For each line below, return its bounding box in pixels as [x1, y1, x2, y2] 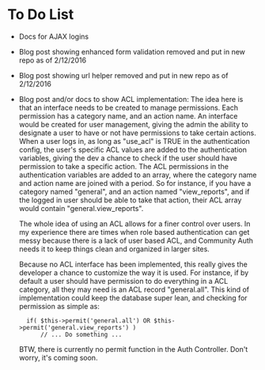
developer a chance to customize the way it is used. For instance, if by [18, 267, 249, 277]
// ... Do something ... [40, 330, 123, 338]
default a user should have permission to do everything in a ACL [18, 276, 229, 285]
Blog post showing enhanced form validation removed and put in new [18, 47, 246, 56]
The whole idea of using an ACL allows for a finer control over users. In [18, 219, 251, 228]
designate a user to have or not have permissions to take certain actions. [18, 128, 256, 138]
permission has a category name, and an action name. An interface [18, 111, 238, 120]
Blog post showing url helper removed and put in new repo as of [18, 70, 229, 80]
